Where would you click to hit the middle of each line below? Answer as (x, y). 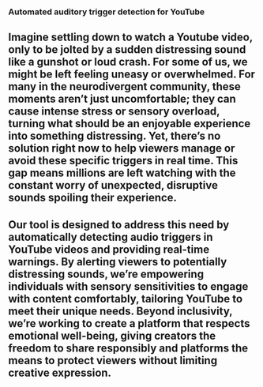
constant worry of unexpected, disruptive (113, 185)
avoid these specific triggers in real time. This (123, 161)
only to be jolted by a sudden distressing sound (127, 50)
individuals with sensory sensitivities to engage (128, 286)
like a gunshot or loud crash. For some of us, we (128, 62)
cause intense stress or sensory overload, (114, 112)
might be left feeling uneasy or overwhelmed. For (131, 75)
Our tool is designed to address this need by (119, 225)
